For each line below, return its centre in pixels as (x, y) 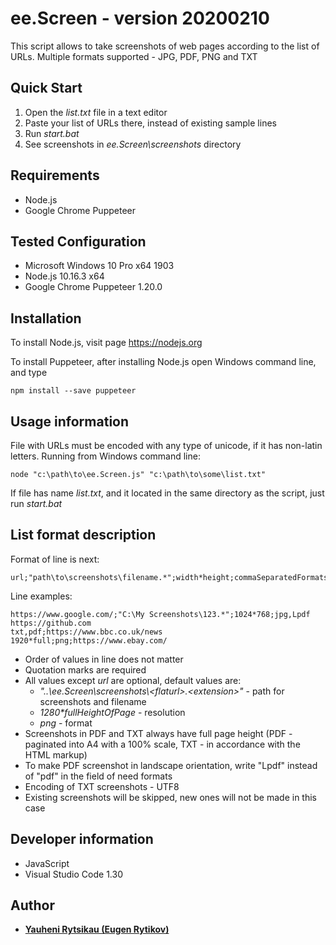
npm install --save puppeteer (73, 391)
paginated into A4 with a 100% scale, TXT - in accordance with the (162, 744)
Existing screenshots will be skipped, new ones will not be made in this (170, 797)
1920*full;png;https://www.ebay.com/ (89, 640)
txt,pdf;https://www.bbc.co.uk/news (86, 632)
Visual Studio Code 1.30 (73, 874)
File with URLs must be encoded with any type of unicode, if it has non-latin (166, 445)
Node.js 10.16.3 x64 (64, 276)
